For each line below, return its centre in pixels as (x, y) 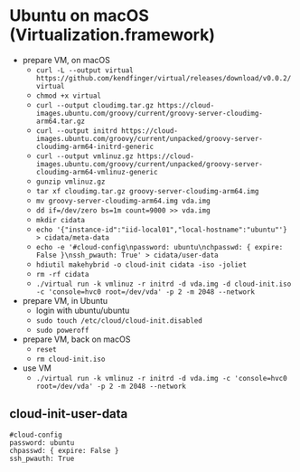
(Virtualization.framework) (112, 35)
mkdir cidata (61, 220)
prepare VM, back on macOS (76, 339)
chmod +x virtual (69, 96)
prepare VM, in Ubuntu (65, 300)
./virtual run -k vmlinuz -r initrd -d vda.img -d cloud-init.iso (164, 284)
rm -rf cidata (62, 274)
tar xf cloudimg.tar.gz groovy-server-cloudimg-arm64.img (147, 191)
